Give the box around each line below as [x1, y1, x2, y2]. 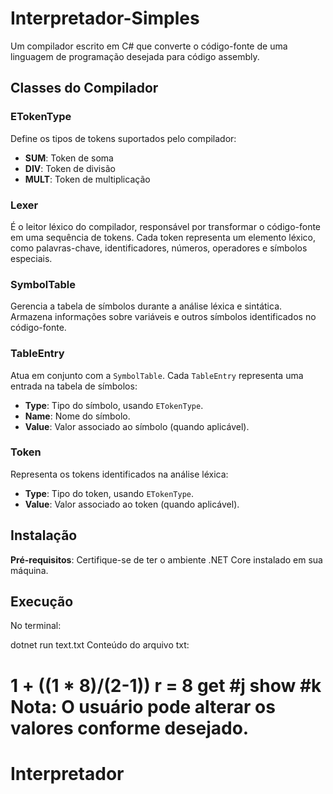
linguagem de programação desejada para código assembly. [10, 50, 260, 62]
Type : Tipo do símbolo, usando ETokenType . [24, 399, 204, 411]
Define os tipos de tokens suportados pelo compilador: [10, 132, 237, 144]
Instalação [10, 527, 78, 544]
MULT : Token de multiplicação [24, 173, 151, 185]
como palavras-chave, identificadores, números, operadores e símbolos [10, 242, 308, 254]
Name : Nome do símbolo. [24, 410, 131, 422]
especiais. [10, 252, 53, 264]
